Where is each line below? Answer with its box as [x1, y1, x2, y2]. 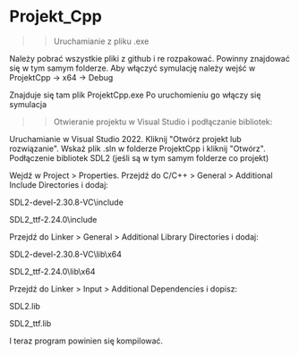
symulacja [9, 98, 47, 109]
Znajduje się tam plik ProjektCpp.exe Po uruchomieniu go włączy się [9, 89, 261, 100]
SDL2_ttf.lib [9, 317, 52, 328]
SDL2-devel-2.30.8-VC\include [9, 197, 124, 207]
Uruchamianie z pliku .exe [53, 36, 149, 46]
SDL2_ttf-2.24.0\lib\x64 [9, 266, 96, 276]
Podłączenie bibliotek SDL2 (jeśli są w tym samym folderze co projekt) [9, 152, 269, 163]
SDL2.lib [9, 300, 40, 311]
